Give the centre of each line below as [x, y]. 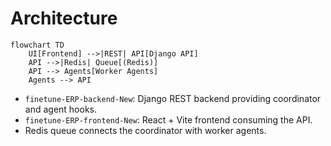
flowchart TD [37, 45]
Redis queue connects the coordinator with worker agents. [145, 130]
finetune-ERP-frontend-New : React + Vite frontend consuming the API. [168, 119]
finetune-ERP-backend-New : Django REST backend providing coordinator [173, 98]
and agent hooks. [61, 109]
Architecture [64, 18]
